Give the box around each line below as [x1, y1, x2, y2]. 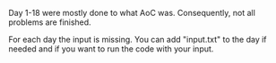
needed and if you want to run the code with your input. [8, 43, 214, 54]
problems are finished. [8, 17, 91, 28]
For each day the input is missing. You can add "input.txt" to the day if [8, 35, 267, 44]
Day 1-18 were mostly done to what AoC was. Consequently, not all [8, 8, 256, 18]
